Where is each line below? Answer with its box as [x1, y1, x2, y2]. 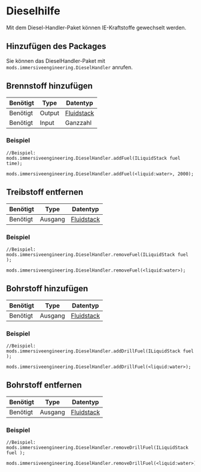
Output [39, 109, 60, 117]
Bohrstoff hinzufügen [6, 284, 89, 294]
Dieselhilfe [6, 4, 61, 18]
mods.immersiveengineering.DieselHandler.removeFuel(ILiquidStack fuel [6, 251, 188, 258]
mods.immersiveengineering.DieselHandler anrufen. [6, 63, 133, 71]
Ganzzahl [65, 118, 92, 127]
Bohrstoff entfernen [6, 380, 82, 390]
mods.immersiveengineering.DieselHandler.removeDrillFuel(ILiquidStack [6, 444, 188, 451]
